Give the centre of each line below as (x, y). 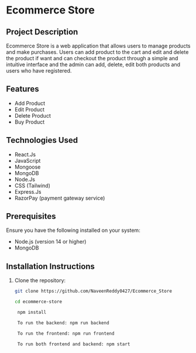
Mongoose (27, 167)
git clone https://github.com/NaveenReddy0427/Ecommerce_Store (93, 291)
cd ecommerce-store (38, 302)
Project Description (42, 32)
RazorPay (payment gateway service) (60, 198)
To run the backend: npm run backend (63, 323)
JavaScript (27, 160)
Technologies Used (42, 140)
